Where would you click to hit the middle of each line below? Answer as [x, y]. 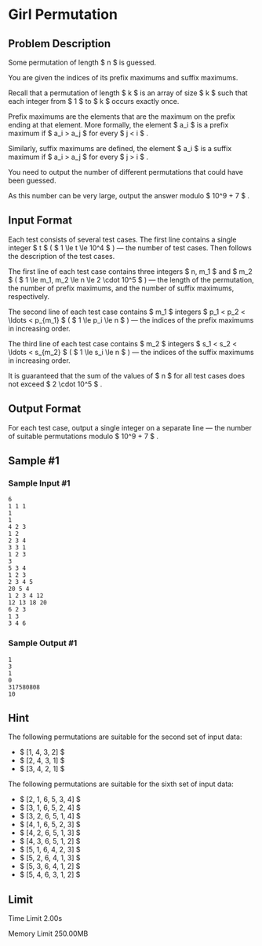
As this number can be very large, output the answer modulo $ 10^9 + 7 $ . [129, 196]
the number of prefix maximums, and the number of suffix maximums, [121, 288]
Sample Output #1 [43, 643]
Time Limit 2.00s [35, 918]
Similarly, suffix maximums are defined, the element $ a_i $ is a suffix [120, 148]
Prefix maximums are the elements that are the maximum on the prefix [122, 116]
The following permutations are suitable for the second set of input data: [125, 737]
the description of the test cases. [62, 256]
